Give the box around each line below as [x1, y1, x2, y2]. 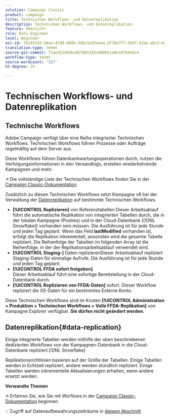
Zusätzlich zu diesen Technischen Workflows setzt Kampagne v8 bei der [5, 191, 157, 198]
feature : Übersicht [5, 26, 47, 31]
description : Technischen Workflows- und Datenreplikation [5, 21, 133, 27]
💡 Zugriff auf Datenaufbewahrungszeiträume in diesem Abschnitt [5, 408, 141, 414]
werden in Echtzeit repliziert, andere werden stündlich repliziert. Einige [5, 362, 153, 368]
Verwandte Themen [5, 383, 48, 389]
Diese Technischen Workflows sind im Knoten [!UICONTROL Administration [5, 298, 164, 304]
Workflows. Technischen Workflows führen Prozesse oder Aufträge [5, 140, 146, 146]
